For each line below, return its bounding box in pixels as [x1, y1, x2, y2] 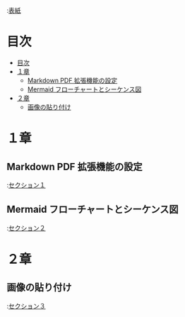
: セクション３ [6, 301, 47, 310]
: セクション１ [6, 180, 47, 189]
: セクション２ [6, 223, 47, 232]
